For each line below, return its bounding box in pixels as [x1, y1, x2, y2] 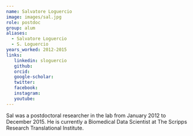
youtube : [14, 96, 35, 101]
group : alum [6, 25, 35, 31]
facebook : [14, 85, 38, 91]
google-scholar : [14, 74, 54, 80]
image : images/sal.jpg [6, 14, 62, 20]
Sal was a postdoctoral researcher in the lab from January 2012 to [6, 112, 167, 119]
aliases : [6, 30, 28, 36]
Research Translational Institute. [6, 124, 84, 131]
